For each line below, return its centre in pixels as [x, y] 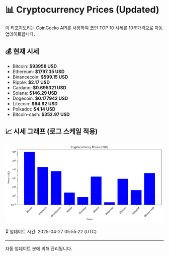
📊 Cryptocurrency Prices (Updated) [82, 10]
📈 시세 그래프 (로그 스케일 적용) [52, 132]
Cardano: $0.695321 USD [39, 87]
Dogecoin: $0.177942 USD [40, 98]
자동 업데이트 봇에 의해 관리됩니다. [39, 248]
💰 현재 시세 [22, 52]
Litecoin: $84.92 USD [35, 103]
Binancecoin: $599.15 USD [40, 77]
